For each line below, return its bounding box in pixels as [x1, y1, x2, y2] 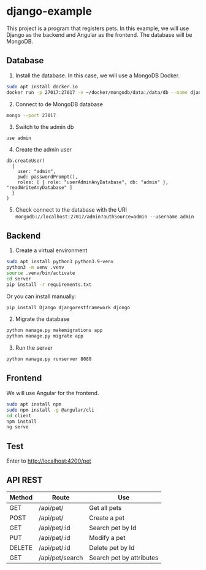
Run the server [15, 344, 53, 352]
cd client [6, 412, 32, 418]
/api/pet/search [39, 553, 83, 562]
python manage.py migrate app [6, 333, 84, 339]
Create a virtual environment [15, 247, 88, 254]
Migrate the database [15, 315, 70, 323]
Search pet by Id [88, 523, 137, 532]
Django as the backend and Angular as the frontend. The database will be [6, 31, 193, 38]
